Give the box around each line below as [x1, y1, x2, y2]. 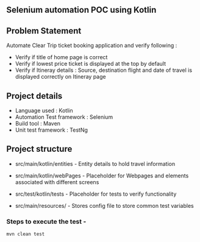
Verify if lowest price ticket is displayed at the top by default [15, 60, 166, 68]
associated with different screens [15, 178, 99, 185]
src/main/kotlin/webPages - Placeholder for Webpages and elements [15, 172, 189, 179]
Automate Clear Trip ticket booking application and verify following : [6, 42, 177, 49]
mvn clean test [6, 231, 45, 237]
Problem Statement [6, 26, 82, 36]
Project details [6, 91, 63, 101]
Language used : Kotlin [15, 107, 73, 115]
